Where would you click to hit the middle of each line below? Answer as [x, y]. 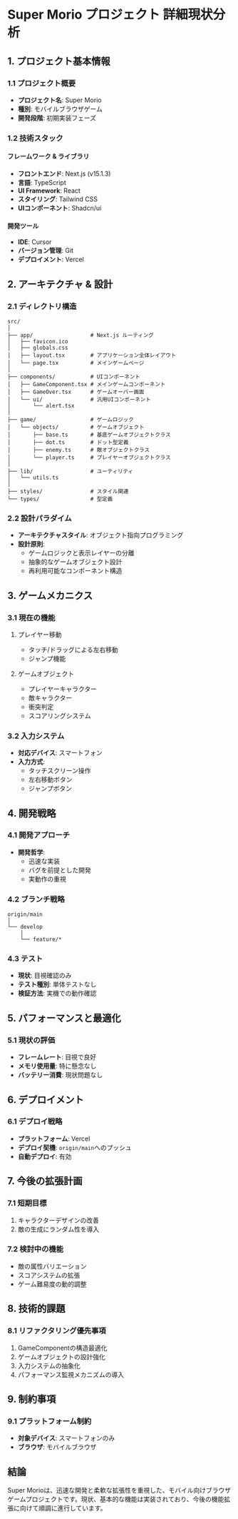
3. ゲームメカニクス [50, 596]
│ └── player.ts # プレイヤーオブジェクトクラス [89, 458]
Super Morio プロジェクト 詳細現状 [110, 15]
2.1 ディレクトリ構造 [42, 306]
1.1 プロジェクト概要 [42, 83]
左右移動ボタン [50, 779]
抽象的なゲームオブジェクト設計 [75, 562]
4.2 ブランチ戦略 [36, 899]
